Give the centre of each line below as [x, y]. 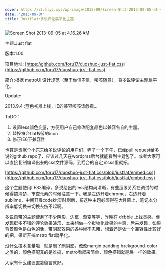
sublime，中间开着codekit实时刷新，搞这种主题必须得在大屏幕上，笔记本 [79, 200]
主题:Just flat [19, 43]
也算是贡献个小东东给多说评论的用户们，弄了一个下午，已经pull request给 [80, 150]
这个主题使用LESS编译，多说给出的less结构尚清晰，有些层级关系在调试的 [80, 188]
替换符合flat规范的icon [35, 134]
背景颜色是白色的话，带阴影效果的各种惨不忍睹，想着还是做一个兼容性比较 [81, 229]
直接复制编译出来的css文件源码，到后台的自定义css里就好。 [70, 162]
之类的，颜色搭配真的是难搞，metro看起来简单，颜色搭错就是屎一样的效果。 [83, 252]
